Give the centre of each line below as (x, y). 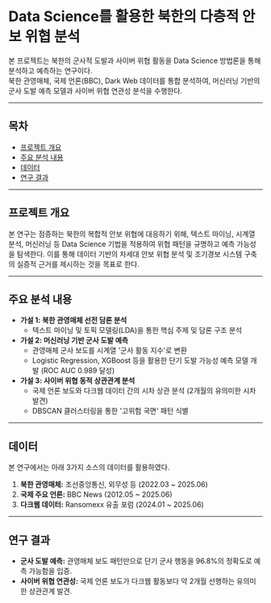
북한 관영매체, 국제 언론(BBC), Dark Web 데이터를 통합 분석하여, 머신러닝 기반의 (134, 81)
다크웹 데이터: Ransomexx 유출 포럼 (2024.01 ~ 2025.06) (112, 505)
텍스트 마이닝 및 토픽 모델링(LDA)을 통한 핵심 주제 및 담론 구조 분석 (137, 331)
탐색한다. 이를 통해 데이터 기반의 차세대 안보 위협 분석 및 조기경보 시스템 (129, 254)
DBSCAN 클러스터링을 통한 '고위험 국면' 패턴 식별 (110, 411)
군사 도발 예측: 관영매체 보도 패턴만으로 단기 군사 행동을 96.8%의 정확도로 (136, 561)
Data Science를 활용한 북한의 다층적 (124, 17)
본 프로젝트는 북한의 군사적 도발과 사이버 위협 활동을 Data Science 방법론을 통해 (135, 60)
